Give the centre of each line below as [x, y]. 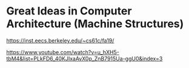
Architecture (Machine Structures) [95, 24]
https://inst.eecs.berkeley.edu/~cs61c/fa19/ [60, 40]
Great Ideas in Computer [69, 11]
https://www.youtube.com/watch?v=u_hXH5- [63, 52]
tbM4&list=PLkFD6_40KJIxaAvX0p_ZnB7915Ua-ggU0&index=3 [85, 58]
